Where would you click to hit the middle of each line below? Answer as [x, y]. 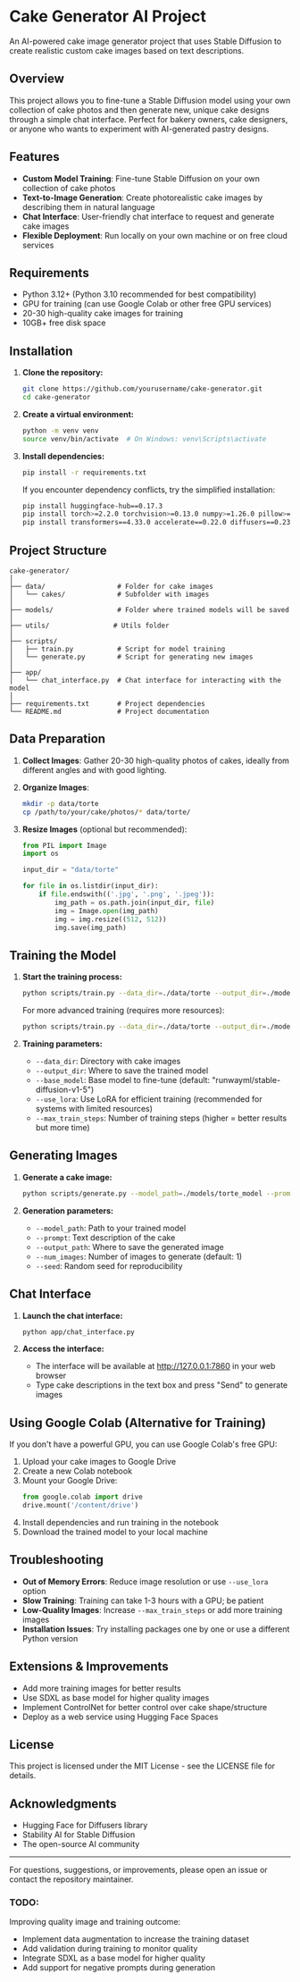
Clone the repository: [62, 373]
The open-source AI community [81, 1844]
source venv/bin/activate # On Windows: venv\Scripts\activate [144, 439]
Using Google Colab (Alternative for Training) [137, 1423]
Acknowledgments [63, 1804]
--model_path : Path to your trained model [111, 1228]
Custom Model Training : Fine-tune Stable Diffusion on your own [141, 178]
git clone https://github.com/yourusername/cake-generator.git [142, 389]
